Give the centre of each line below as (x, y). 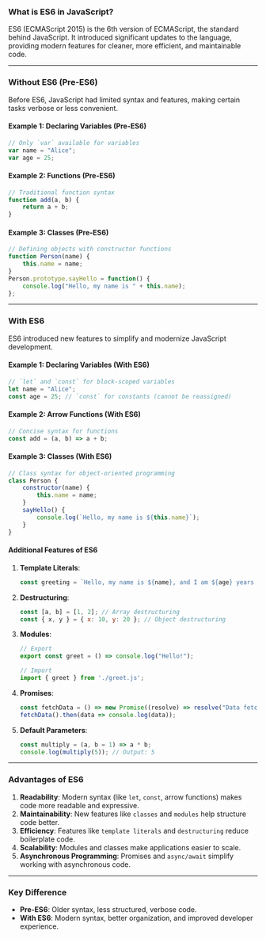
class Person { (33, 481)
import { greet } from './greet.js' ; (82, 678)
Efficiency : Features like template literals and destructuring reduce (134, 830)
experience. (39, 926)
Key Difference (38, 892)
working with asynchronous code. (75, 864)
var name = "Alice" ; (42, 150)
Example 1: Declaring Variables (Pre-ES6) (78, 126)
